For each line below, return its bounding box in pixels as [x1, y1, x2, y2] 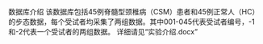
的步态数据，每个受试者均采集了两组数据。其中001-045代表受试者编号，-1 [8, 17, 256, 26]
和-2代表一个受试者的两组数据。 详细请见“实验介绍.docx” [8, 27, 198, 36]
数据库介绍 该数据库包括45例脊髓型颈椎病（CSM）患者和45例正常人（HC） [8, 7, 260, 16]
